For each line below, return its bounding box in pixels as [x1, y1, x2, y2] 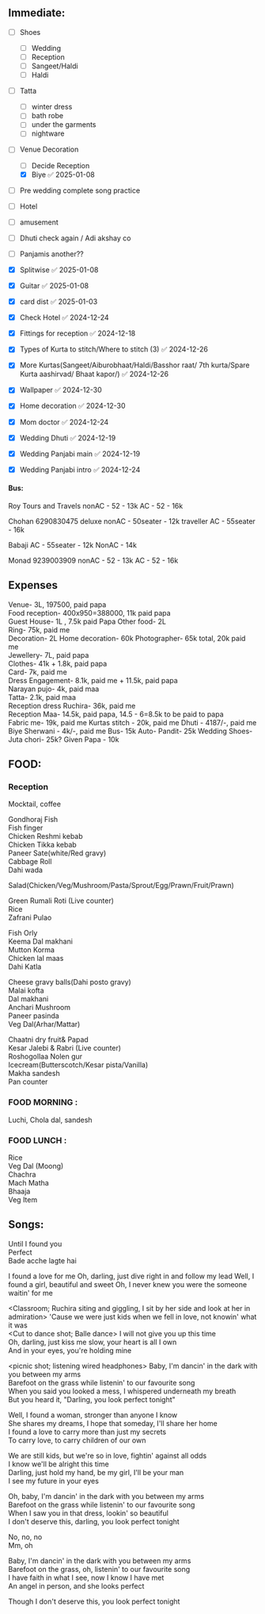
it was [8, 1320, 28, 1330]
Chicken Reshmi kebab [8, 832, 83, 841]
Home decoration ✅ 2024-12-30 [19, 401, 126, 411]
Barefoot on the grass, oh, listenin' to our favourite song [8, 1564, 191, 1574]
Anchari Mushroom [8, 1003, 71, 1013]
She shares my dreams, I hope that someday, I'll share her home [8, 1418, 218, 1428]
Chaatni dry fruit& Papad [8, 1035, 89, 1044]
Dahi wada [8, 865, 44, 875]
